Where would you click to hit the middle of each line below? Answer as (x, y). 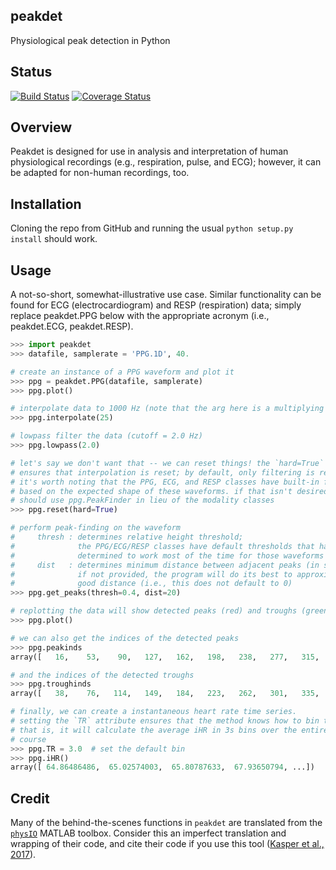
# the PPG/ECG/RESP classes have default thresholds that (162, 546)
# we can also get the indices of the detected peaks (125, 638)
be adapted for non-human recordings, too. (100, 173)
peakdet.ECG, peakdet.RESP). (72, 326)
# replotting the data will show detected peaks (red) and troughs (154, 611)
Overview (41, 127)
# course (28, 739)
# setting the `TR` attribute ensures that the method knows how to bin (165, 721)
